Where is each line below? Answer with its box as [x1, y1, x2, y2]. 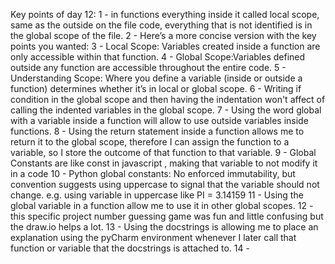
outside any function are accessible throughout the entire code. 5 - [10, 62, 287, 73]
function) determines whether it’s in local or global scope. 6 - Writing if [10, 83, 302, 94]
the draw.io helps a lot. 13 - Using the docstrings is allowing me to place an [10, 221, 319, 233]
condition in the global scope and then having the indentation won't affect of [10, 94, 326, 105]
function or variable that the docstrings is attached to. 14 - [10, 242, 250, 254]
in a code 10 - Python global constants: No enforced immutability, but [10, 168, 296, 179]
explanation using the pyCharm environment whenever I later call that [10, 232, 297, 243]
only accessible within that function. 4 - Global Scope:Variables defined [10, 51, 306, 63]
